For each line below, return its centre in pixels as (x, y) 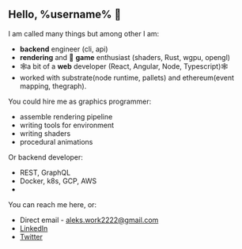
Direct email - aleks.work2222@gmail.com (89, 220)
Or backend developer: (45, 157)
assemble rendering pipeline (66, 116)
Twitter (31, 236)
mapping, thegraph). (53, 86)
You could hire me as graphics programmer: (80, 101)
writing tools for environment (67, 125)
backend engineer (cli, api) (64, 49)
